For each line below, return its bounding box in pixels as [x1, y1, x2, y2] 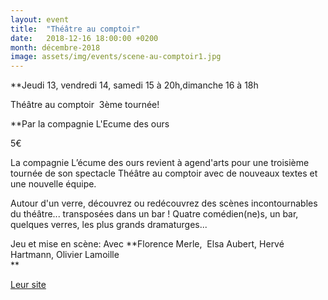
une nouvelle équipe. [10, 178, 97, 190]
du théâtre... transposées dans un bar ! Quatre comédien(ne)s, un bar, [10, 208, 299, 220]
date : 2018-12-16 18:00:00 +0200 [10, 33, 159, 43]
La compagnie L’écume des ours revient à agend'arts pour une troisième [10, 157, 310, 169]
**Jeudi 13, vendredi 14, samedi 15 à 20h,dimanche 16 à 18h [10, 79, 259, 91]
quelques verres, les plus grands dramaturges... [10, 219, 208, 231]
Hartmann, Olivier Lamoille [10, 249, 120, 261]
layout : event [10, 14, 70, 25]
